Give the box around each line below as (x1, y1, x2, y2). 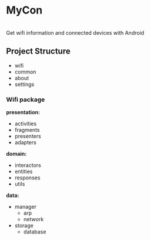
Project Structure (6, 46, 71, 56)
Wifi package (6, 95, 45, 104)
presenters (14, 133, 41, 140)
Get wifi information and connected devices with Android (6, 29, 145, 36)
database (23, 228, 46, 235)
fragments (14, 126, 40, 134)
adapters (14, 139, 36, 146)
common (14, 68, 36, 75)
